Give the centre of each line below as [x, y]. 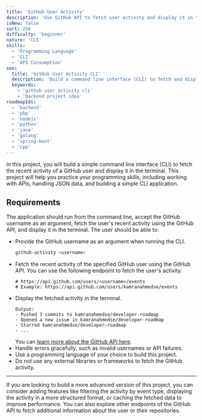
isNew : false [23, 23]
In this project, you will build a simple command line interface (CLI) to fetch [99, 164]
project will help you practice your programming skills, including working [97, 177]
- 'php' [21, 113]
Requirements [33, 202]
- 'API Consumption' [37, 62]
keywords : [24, 85]
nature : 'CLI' [24, 40]
